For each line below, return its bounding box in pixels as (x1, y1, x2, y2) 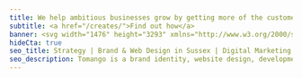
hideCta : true (9, 38, 63, 48)
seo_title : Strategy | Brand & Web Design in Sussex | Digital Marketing (9, 47, 292, 56)
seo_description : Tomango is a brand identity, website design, (9, 55, 255, 64)
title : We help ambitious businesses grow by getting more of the (9, 13, 263, 22)
